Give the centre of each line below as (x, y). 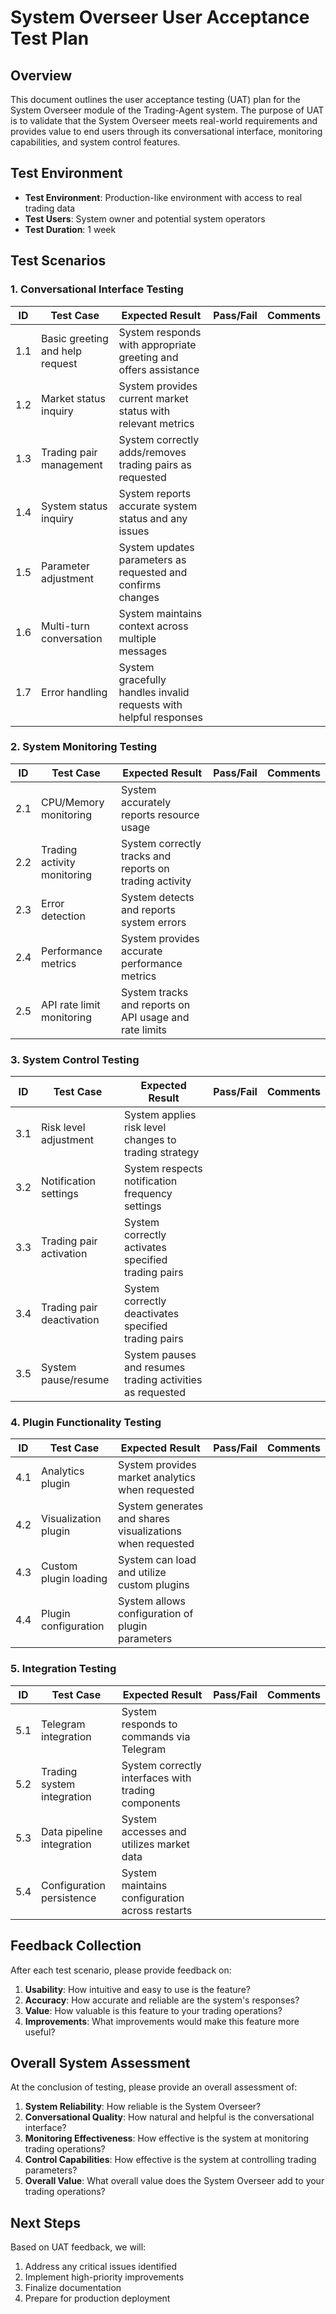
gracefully (142, 679)
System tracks (155, 992)
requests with (150, 704)
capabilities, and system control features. (95, 142)
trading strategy (161, 1153)
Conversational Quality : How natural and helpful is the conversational (169, 2117)
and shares (144, 1519)
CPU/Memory (73, 802)
